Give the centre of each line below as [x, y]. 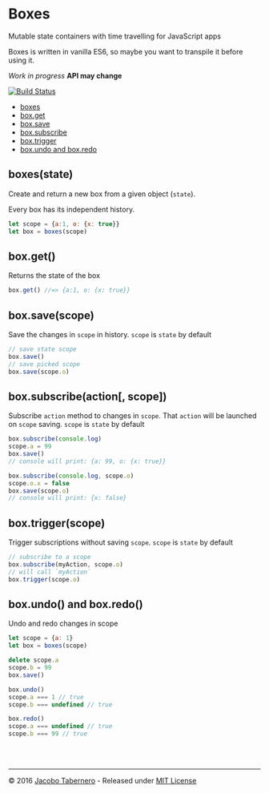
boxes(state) [41, 174]
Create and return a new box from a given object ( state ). [102, 194]
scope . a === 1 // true [46, 697]
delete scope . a [34, 660]
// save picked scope [44, 364]
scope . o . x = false [39, 483]
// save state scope [43, 349]
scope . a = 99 [30, 447]
